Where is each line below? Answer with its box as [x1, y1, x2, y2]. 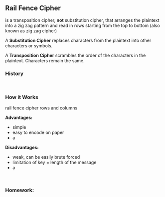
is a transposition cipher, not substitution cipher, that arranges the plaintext [5, 17, 160, 23]
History [5, 70, 24, 77]
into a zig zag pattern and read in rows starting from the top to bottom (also [5, 22, 161, 28]
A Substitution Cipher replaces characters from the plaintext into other [5, 37, 152, 43]
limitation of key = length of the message [12, 159, 97, 166]
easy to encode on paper [12, 129, 64, 136]
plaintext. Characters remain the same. [5, 57, 85, 64]
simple [12, 124, 26, 130]
